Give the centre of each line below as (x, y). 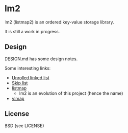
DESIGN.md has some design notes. (41, 59)
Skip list (20, 83)
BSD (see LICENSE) (25, 126)
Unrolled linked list (30, 78)
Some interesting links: (28, 68)
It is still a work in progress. (32, 31)
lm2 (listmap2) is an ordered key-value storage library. (59, 22)
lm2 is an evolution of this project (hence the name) (71, 93)
